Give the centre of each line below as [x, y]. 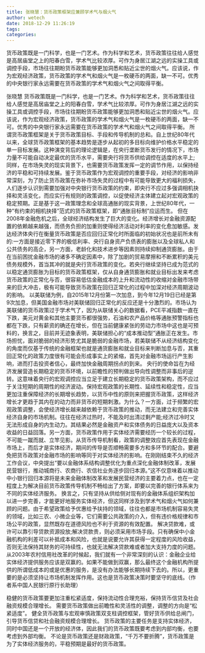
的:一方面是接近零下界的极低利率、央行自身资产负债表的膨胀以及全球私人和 [101, 241]
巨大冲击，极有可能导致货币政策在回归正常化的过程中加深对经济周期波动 [108, 287]
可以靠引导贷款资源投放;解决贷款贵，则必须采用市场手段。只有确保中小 [101, 531]
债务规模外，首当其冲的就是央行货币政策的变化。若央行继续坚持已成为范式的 [103, 264]
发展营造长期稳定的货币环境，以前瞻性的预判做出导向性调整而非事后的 [99, 371]
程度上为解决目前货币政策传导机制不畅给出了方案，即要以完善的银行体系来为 [103, 486]
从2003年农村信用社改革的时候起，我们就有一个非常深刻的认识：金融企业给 [101, 555]
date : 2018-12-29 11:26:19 [41, 23]
